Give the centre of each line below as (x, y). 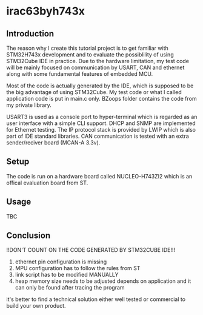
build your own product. (36, 306)
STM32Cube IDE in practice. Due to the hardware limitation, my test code (98, 61)
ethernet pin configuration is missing (61, 262)
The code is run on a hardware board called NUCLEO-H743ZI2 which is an (99, 176)
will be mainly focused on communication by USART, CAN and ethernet (95, 67)
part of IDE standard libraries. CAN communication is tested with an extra (98, 136)
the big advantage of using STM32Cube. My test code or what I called (94, 92)
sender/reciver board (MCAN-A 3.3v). (53, 143)
